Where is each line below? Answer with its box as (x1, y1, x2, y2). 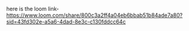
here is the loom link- (6, 5, 60, 12)
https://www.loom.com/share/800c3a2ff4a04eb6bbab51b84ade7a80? (6, 12, 183, 19)
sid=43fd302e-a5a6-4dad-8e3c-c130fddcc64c (6, 18, 126, 25)
